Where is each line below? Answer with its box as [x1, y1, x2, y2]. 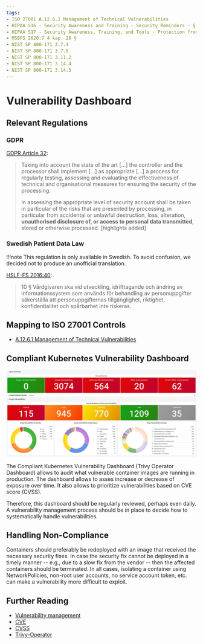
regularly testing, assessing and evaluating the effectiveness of [21, 174, 179, 181]
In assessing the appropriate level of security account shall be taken [21, 199, 192, 206]
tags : [6, 10, 20, 16]
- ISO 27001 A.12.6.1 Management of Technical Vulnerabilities [6, 16, 169, 22]
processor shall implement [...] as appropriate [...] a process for [21, 168, 179, 175]
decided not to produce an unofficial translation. [6, 260, 126, 267]
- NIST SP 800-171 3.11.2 [6, 54, 71, 60]
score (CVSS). [6, 488, 42, 495]
